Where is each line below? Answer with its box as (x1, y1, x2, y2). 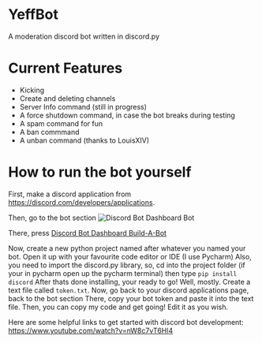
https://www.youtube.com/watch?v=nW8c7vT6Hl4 (8, 326, 174, 335)
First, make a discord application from (8, 189, 132, 199)
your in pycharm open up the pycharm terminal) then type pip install (8, 268, 238, 278)
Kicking (19, 85, 45, 95)
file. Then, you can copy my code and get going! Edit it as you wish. (8, 302, 229, 311)
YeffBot (8, 6, 59, 24)
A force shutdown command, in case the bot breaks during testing (19, 110, 235, 120)
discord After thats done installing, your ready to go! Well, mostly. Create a (8, 277, 251, 286)
